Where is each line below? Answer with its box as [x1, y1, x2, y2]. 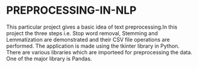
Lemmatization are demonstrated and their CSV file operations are [6, 36, 170, 43]
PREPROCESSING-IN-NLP [6, 4, 137, 17]
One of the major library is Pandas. [6, 55, 92, 62]
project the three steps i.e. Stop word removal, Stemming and [6, 29, 158, 36]
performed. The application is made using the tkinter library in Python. [6, 42, 180, 50]
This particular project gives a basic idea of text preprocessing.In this [6, 23, 178, 30]
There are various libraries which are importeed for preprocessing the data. [6, 48, 193, 55]
